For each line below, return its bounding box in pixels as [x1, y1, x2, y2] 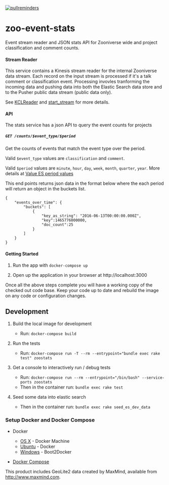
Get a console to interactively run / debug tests [12, 365, 111, 371]
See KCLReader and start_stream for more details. [5, 99, 110, 105]
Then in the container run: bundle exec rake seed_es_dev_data [20, 404, 151, 410]
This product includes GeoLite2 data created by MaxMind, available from [5, 468, 157, 474]
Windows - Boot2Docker [20, 448, 72, 455]
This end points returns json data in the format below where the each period [5, 180, 164, 186]
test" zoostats [20, 355, 52, 361]
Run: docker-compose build [20, 331, 77, 337]
